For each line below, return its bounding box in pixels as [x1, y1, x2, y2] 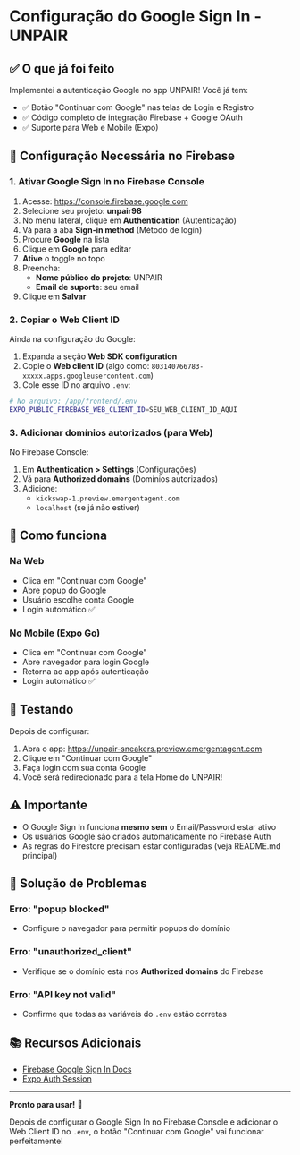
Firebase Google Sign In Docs [21, 1064, 132, 1074]
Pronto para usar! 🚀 [9, 1099, 83, 1109]
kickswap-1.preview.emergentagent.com [35, 494, 180, 503]
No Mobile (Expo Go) [9, 627, 101, 639]
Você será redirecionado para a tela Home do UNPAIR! [21, 772, 223, 783]
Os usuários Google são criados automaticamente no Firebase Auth [21, 831, 271, 842]
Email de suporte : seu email [35, 281, 140, 292]
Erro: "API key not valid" [9, 988, 117, 1000]
